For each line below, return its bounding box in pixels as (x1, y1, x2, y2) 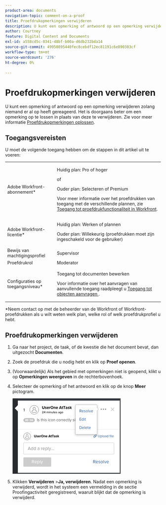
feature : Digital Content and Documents (5, 34, 90, 39)
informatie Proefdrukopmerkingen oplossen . (5, 119, 95, 126)
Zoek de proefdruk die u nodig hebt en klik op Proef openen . (12, 359, 137, 365)
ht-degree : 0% (5, 60, 35, 65)
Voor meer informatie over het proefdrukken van (56, 195, 155, 201)
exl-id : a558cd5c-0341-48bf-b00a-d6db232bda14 (5, 40, 103, 44)
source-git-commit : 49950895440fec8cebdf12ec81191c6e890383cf (5, 44, 136, 49)
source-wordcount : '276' (5, 55, 56, 60)
